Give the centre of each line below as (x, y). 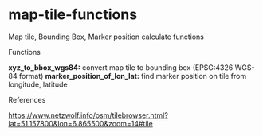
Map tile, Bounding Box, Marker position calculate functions (106, 37)
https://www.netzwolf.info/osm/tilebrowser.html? (88, 115)
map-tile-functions (73, 15)
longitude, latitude (38, 84)
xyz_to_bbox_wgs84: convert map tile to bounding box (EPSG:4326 (121, 67)
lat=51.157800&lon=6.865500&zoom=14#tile (80, 123)
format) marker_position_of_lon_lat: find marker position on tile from (133, 76)
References (27, 99)
